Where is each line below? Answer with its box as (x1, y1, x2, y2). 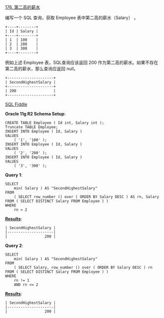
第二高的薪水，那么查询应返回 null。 (5, 66, 79, 71)
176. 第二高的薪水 (5, 4, 40, 10)
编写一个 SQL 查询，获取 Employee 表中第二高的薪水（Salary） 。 (5, 15, 138, 21)
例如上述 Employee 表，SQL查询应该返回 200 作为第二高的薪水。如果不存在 (5, 59, 159, 65)
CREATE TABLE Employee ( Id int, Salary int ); (5, 120, 105, 125)
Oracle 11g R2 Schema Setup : (5, 111, 66, 116)
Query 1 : (5, 172, 23, 178)
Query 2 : (5, 243, 24, 248)
